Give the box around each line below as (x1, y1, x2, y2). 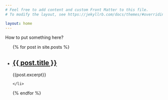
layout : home (5, 21, 32, 26)
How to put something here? (5, 34, 64, 40)
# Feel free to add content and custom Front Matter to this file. (5, 7, 149, 12)
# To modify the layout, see (5, 12, 66, 17)
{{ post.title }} (12, 58, 57, 67)
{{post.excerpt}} (12, 72, 46, 78)
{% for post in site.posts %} (12, 44, 70, 50)
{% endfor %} (12, 90, 41, 96)
